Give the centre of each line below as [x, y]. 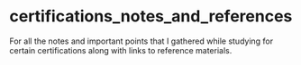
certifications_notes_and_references [151, 16]
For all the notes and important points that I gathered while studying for [141, 41]
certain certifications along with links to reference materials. [121, 50]
